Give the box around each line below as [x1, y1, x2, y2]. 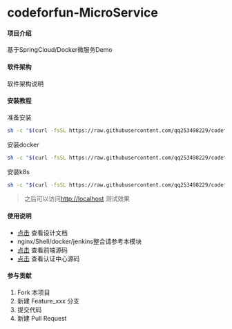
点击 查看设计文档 [17, 228, 68, 236]
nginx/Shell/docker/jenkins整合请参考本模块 [17, 237, 142, 245]
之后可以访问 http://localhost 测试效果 [23, 195, 130, 203]
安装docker [7, 140, 39, 149]
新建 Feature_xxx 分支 [17, 297, 79, 305]
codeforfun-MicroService [7, 5, 159, 21]
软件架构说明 [7, 79, 43, 88]
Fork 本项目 [17, 288, 50, 297]
